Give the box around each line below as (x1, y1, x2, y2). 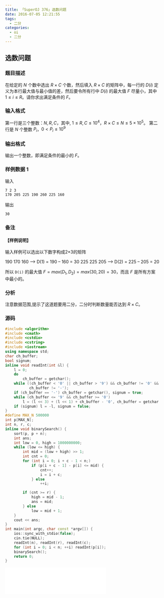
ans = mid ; (31, 499, 54, 504)
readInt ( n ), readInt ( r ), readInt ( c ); (14, 540, 91, 545)
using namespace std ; (5, 349, 49, 354)
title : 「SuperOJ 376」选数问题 (5, 7, 67, 12)
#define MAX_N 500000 (5, 413, 49, 418)
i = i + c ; (40, 472, 63, 477)
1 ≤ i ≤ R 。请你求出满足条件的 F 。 (5, 94, 73, 100)
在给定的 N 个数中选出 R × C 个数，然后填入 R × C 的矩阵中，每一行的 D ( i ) (5, 82, 153, 88)
